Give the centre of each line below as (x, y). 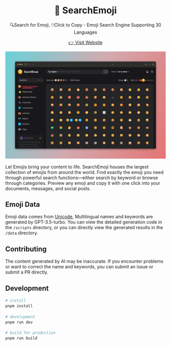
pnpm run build (21, 338)
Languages (85, 32)
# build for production (31, 333)
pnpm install (19, 306)
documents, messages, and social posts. (48, 188)
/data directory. (22, 233)
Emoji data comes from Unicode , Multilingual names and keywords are (79, 217)
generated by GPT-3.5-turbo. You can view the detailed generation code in (84, 222)
